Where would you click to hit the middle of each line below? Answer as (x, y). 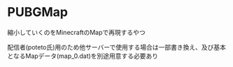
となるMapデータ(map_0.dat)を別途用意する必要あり (83, 56)
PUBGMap (38, 12)
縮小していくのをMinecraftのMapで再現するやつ (76, 32)
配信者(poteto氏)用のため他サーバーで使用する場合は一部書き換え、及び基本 (116, 47)
